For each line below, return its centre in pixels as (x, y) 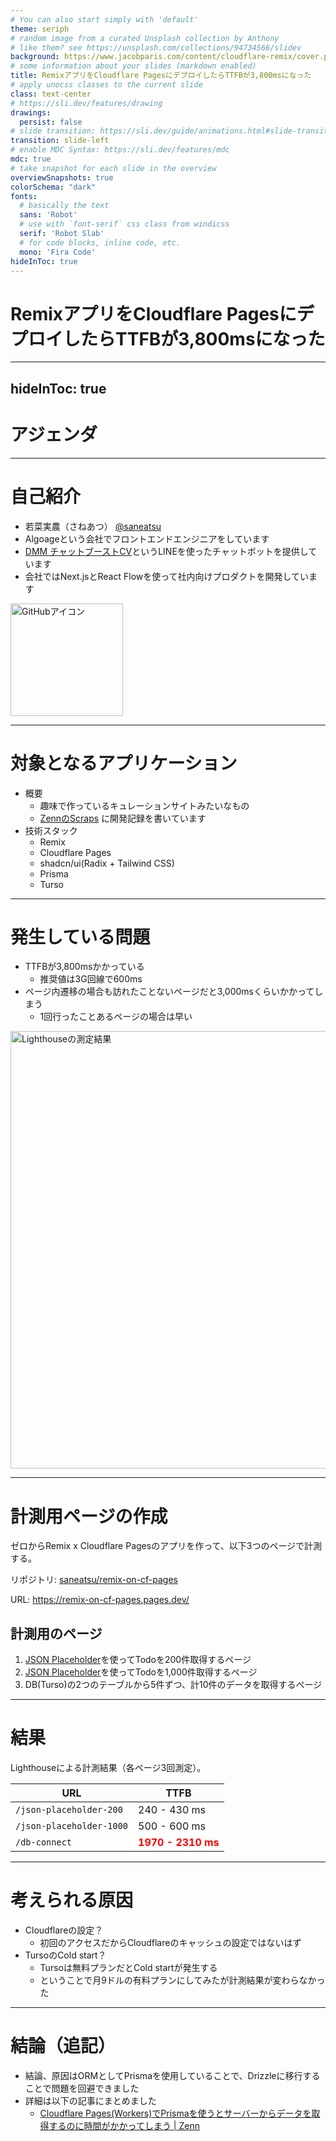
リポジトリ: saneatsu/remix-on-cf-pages (94, 1580)
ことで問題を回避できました (82, 2088)
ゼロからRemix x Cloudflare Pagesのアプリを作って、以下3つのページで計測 (166, 1546)
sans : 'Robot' (48, 215)
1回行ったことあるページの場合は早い (116, 1017)
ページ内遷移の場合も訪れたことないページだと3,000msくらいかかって (169, 992)
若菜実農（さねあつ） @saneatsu (93, 526)
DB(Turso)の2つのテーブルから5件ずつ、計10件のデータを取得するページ (173, 1685)
